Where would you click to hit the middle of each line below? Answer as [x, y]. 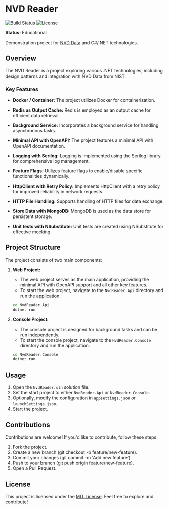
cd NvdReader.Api [31, 305]
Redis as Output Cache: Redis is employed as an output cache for [81, 110]
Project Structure [33, 248]
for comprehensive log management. [51, 161]
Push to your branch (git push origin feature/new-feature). [73, 463]
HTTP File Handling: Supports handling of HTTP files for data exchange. [88, 201]
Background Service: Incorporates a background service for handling [86, 125]
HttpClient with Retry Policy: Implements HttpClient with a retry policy [86, 186]
